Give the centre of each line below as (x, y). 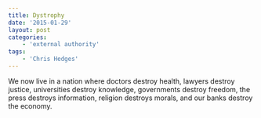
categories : (27, 37)
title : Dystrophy (36, 15)
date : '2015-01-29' (40, 23)
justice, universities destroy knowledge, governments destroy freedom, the (129, 89)
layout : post (29, 30)
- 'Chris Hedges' (51, 59)
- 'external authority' (61, 45)
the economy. (30, 105)
